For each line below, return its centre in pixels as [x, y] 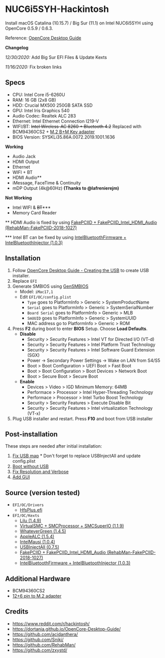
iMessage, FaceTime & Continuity [46, 182]
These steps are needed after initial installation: [54, 446]
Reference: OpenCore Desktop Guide [43, 38]
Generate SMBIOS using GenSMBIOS [50, 286]
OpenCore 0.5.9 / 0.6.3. [29, 28]
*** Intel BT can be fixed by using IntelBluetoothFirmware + [66, 237]
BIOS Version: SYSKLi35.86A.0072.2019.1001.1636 [64, 137]
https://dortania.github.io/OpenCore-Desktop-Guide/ [66, 629]
